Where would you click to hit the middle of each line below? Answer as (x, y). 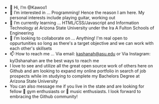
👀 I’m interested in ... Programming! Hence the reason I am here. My (77, 13)
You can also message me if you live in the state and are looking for (77, 86)
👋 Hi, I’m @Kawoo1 (28, 7)
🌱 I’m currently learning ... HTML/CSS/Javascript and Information (74, 23)
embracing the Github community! (44, 97)
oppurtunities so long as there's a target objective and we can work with (81, 43)
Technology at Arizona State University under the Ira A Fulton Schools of (82, 28)
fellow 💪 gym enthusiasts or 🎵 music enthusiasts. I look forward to (75, 91)
